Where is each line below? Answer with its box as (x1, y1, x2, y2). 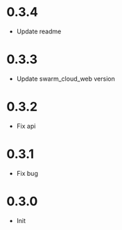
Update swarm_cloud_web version (16, 74, 115, 83)
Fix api (16, 122, 36, 130)
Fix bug (16, 169, 39, 177)
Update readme (16, 27, 62, 35)
